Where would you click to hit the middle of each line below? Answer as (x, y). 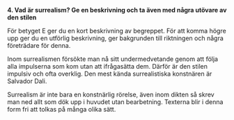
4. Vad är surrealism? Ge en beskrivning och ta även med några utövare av (117, 10)
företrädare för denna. (39, 45)
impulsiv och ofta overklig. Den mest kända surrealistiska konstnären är (110, 74)
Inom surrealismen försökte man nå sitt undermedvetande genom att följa (112, 59)
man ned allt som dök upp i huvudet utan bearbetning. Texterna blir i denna (115, 102)
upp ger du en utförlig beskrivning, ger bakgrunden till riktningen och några (116, 38)
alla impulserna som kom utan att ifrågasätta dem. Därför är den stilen (107, 66)
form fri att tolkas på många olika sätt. (62, 109)
